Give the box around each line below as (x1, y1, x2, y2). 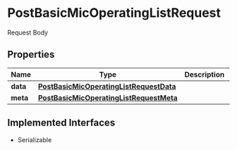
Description (184, 69, 225, 79)
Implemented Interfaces (7, 117, 116, 129)
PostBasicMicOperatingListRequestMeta (37, 93, 178, 103)
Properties (7, 49, 55, 61)
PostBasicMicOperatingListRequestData (37, 81, 176, 91)
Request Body (7, 28, 48, 37)
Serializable (17, 135, 52, 144)
